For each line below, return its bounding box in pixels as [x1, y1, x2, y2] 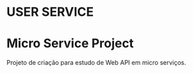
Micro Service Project [6, 36, 134, 52]
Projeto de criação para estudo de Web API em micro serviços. [6, 59, 187, 67]
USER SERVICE [6, 4, 94, 20]
